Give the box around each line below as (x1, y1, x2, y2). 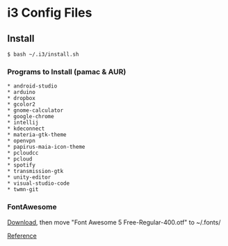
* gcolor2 (7, 101, 36, 108)
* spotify (7, 162, 36, 169)
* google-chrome (7, 113, 54, 120)
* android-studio (7, 83, 58, 90)
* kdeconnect (7, 125, 45, 133)
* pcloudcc (7, 149, 39, 157)
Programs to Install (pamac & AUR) (7, 67, 127, 76)
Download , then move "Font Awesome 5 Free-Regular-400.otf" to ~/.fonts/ (7, 218, 221, 227)
